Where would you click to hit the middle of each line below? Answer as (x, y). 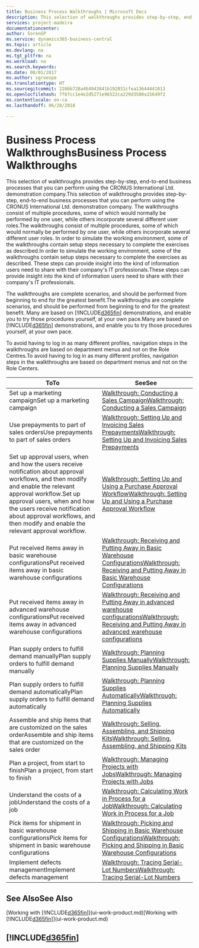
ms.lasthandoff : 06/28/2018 (41, 105)
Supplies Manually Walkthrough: (146, 660)
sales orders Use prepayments (51, 432)
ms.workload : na (26, 61)
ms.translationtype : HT (36, 84)
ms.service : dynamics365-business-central (59, 39)
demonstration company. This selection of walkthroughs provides (85, 194)
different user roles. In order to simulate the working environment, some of (97, 238)
